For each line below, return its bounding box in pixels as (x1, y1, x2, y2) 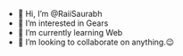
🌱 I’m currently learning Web (17, 28, 123, 37)
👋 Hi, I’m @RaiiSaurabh (17, 9, 103, 19)
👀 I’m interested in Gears (17, 18, 109, 28)
